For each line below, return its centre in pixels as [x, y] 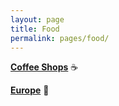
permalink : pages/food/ [60, 38]
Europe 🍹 [30, 90]
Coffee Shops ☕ [44, 67]
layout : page [37, 19]
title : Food [35, 29]
